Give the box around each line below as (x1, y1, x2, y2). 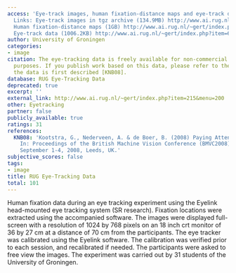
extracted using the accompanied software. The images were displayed (7, 213, 215, 222)
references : (7, 127, 42, 134)
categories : (7, 43, 42, 50)
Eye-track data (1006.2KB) (13, 29, 93, 37)
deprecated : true (7, 82, 58, 89)
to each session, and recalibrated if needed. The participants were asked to (7, 243, 226, 252)
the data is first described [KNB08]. (13, 69, 128, 76)
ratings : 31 (7, 120, 42, 128)
